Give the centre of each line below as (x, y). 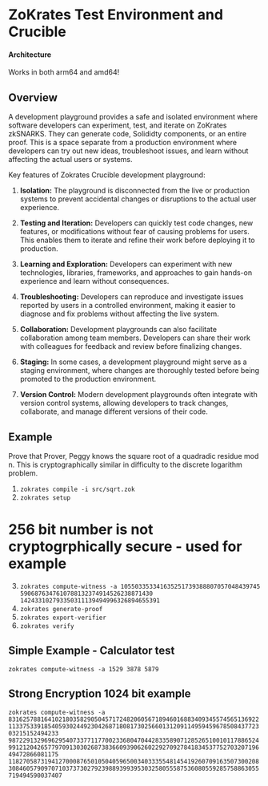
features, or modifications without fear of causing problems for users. (134, 232)
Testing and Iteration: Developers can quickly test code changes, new (136, 223)
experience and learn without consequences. (94, 282)
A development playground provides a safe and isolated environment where (133, 117)
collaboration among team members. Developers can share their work (135, 338)
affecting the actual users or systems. (71, 160)
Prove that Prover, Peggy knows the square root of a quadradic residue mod (134, 456)
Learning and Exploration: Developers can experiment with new (126, 264)
